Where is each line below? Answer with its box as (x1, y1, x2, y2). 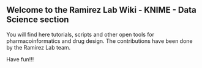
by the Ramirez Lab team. (6, 43, 71, 51)
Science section (6, 15, 69, 25)
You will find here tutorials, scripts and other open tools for (6, 31, 155, 38)
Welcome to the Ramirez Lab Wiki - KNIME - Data (6, 5, 197, 15)
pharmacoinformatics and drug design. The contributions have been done (6, 37, 193, 45)
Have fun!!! (6, 55, 34, 63)
